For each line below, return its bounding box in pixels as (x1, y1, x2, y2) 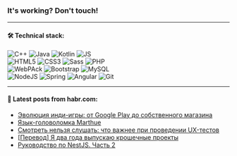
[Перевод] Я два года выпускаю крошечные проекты (17, 133, 178, 141)
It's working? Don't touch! (7, 6, 99, 16)
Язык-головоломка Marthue (17, 118, 102, 126)
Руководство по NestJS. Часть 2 (17, 140, 116, 149)
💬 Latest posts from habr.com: (7, 95, 98, 104)
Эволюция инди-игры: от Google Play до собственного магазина (17, 110, 213, 119)
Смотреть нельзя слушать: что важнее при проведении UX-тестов (17, 126, 220, 134)
